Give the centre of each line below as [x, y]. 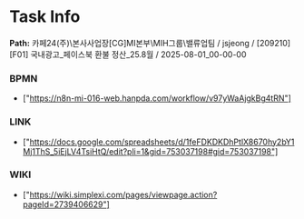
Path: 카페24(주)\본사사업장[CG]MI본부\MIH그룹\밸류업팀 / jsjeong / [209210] [150, 43]
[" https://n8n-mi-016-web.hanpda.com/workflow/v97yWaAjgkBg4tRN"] [157, 98]
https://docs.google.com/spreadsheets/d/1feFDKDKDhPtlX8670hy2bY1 [162, 142]
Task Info [45, 17]
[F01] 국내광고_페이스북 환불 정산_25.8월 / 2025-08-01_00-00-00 [128, 54]
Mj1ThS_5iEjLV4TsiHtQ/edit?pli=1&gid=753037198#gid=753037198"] [150, 151]
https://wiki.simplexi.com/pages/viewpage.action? [123, 194]
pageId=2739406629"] [66, 204]
